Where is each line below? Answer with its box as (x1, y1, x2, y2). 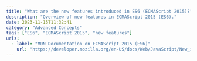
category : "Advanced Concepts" (6, 24, 83, 31)
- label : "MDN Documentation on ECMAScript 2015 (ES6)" (11, 41, 151, 47)
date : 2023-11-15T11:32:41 (6, 19, 72, 25)
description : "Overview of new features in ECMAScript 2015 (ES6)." (6, 14, 177, 20)
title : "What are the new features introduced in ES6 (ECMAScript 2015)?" (6, 8, 193, 15)
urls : (6, 35, 19, 41)
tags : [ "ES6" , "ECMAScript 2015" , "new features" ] (6, 30, 133, 36)
